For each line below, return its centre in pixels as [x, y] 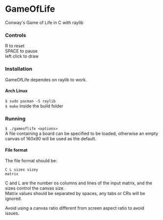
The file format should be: [31, 161]
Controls [16, 35]
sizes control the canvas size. [35, 188]
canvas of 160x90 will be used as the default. [51, 139]
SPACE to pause [21, 51]
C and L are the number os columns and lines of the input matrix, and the [79, 183]
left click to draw [22, 56]
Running [15, 118]
